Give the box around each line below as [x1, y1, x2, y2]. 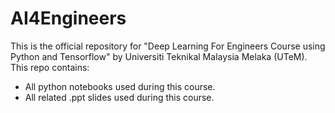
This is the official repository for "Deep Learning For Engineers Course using [10, 40, 326, 52]
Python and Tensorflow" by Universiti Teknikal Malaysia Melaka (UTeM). [10, 50, 308, 62]
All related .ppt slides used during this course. [24, 91, 215, 103]
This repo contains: [10, 61, 90, 73]
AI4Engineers [10, 7, 127, 30]
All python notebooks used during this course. [24, 80, 216, 92]
